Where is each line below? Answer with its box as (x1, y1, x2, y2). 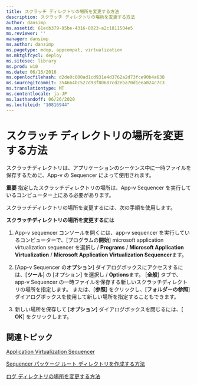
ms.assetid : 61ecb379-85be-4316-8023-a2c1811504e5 (6, 25, 133, 31)
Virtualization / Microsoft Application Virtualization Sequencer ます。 (14, 251, 187, 258)
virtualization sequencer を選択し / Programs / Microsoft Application (14, 244, 184, 251)
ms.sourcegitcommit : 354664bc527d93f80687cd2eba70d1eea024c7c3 (6, 80, 165, 86)
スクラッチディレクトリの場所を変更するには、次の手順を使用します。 (6, 204, 176, 211)
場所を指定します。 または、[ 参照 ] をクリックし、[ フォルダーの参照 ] (25, 286, 191, 293)
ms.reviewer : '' (6, 31, 46, 37)
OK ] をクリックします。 (14, 313, 73, 320)
